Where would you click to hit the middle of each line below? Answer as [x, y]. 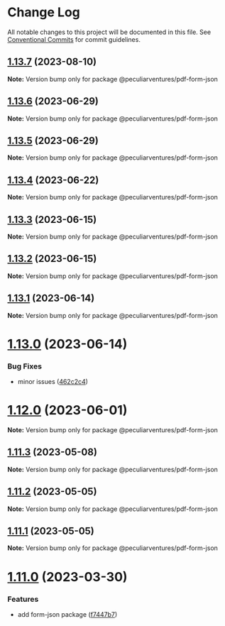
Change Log [44, 12]
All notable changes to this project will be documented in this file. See [109, 32]
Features [23, 599]
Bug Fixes [25, 366]
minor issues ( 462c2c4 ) [53, 382]
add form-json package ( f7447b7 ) [67, 614]
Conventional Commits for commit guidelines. [74, 39]
